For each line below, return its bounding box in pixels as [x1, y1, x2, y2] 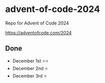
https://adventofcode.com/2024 [5, 29, 72, 35]
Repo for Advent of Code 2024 [5, 20, 69, 26]
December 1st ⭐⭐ [12, 57, 49, 63]
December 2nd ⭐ [12, 65, 48, 71]
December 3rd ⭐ [12, 72, 47, 78]
